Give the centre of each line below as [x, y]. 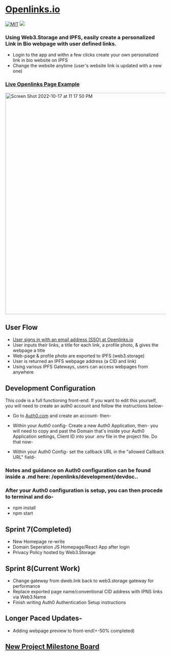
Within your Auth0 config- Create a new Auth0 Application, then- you [85, 426]
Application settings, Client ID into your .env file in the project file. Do [85, 436]
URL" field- [24, 457]
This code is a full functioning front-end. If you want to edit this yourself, [81, 401]
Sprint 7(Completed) [38, 529]
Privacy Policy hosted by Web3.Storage [54, 553]
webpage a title [29, 351]
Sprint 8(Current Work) [43, 569]
